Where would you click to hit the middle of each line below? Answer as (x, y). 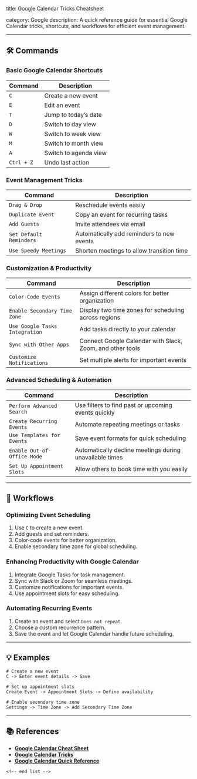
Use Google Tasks (33, 326)
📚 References (33, 732)
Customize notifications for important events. (69, 587)
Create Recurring (33, 421)
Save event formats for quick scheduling (130, 438)
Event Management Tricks (44, 180)
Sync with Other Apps (39, 345)
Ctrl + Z (21, 162)
